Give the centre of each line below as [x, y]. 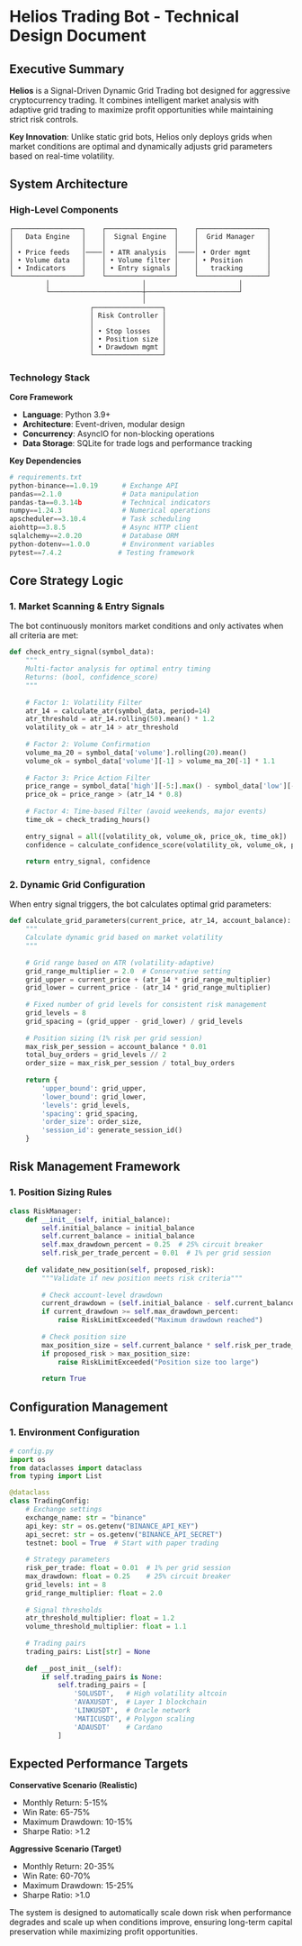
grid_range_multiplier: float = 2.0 [94, 1593]
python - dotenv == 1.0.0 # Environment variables [112, 544]
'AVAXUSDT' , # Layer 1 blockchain [140, 1702]
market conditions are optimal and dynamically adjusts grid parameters [141, 146]
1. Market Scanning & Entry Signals [87, 607]
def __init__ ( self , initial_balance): [98, 1220]
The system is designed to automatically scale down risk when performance [151, 1913]
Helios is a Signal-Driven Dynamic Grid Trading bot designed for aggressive [150, 91]
